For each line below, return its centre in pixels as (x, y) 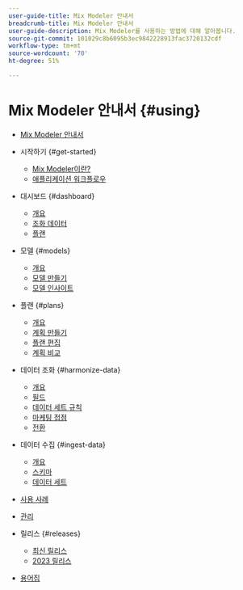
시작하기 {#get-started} (58, 151)
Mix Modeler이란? (61, 169)
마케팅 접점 (49, 417)
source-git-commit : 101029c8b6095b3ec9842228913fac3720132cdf (115, 38)
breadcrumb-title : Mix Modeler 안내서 (71, 23)
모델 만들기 (49, 278)
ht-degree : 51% (34, 61)
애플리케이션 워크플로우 (69, 179)
